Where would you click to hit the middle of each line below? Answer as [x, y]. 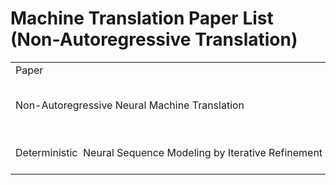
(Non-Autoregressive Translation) [154, 39]
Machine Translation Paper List [142, 18]
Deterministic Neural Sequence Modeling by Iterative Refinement [169, 152]
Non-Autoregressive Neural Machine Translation [130, 105]
